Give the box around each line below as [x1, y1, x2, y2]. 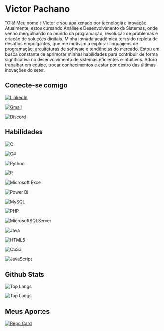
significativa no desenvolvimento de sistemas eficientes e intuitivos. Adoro [5, 56, 157, 62]
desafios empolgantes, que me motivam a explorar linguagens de [5, 41, 138, 46]
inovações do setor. [5, 67, 45, 73]
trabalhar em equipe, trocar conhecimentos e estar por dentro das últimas [5, 62, 156, 68]
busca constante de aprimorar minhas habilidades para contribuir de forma [5, 51, 158, 57]
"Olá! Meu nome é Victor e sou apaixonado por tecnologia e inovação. [5, 20, 148, 26]
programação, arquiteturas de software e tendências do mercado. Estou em [5, 46, 160, 52]
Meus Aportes [5, 307, 50, 316]
